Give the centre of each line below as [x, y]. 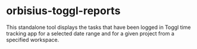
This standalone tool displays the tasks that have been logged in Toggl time [98, 27]
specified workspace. [33, 40]
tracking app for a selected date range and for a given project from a [90, 33]
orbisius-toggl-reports [63, 11]
